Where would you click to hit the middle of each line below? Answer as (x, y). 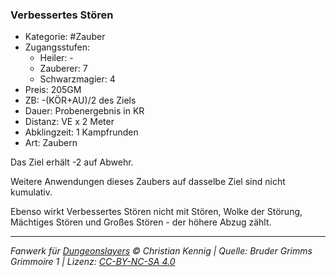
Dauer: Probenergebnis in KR (84, 111)
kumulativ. (31, 192)
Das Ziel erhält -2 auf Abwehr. (72, 162)
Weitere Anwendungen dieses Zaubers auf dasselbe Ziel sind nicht (148, 182)
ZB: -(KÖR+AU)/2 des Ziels (80, 100)
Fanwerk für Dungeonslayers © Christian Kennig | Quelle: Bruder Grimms (161, 251)
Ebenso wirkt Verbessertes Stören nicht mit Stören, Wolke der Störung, (156, 212)
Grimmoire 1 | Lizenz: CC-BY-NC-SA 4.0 (93, 262)
